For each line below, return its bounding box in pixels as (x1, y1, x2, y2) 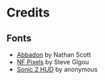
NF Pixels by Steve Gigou (16, 58, 90, 66)
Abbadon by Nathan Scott (16, 50, 91, 59)
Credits (6, 5, 50, 21)
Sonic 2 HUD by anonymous (16, 66, 98, 73)
